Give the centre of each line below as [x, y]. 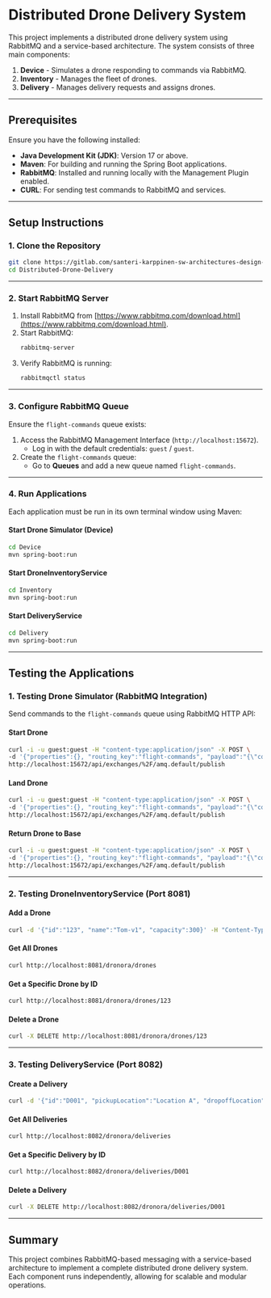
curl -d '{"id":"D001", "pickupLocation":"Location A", [104, 1101]
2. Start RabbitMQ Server [58, 298]
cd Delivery [28, 633]
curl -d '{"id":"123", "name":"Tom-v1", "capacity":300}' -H [113, 930]
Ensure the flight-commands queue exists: [77, 424]
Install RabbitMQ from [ [58, 316]
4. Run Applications [48, 494]
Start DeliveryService [45, 616]
